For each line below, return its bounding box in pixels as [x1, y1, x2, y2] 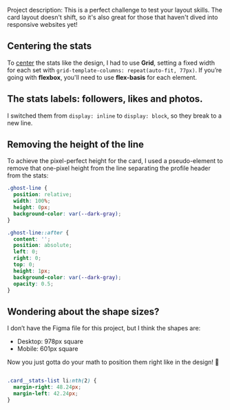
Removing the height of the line [7, 139, 145, 151]
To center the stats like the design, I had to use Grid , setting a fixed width [7, 58, 216, 67]
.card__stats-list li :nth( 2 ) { [7, 378, 97, 385]
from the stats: [7, 171, 49, 180]
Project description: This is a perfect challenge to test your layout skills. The [7, 6, 222, 14]
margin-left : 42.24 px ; [13, 390, 79, 397]
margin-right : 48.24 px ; [13, 384, 81, 391]
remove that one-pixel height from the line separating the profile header [7, 164, 211, 173]
